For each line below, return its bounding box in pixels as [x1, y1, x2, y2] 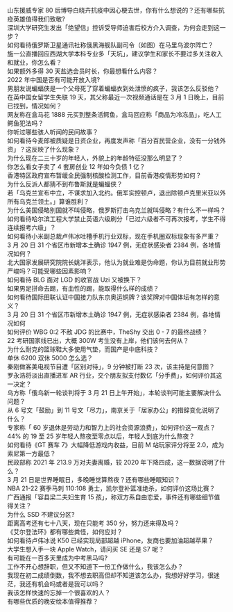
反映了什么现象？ [31, 145, 80, 153]
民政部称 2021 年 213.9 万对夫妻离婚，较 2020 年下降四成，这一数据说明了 [7, 458, 220, 466]
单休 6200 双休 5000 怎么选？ [7, 354, 94, 362]
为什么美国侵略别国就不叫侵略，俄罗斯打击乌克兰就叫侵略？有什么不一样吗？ [7, 206, 226, 214]
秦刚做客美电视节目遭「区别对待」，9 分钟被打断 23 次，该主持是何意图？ [7, 362, 215, 371]
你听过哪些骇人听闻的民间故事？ [7, 128, 98, 136]
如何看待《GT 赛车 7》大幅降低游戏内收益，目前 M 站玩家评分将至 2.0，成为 [7, 441, 225, 449]
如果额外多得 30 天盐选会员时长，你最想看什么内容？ [7, 67, 158, 75]
